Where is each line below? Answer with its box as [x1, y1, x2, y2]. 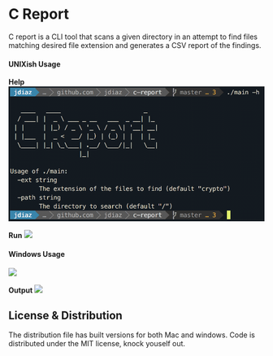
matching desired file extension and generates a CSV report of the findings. [8, 40, 262, 50]
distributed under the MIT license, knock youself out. [8, 339, 185, 349]
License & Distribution [8, 308, 123, 322]
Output [8, 285, 33, 295]
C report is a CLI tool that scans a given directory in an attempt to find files [8, 32, 258, 41]
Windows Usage [8, 249, 65, 258]
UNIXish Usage [8, 59, 61, 69]
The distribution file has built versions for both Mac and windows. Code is [8, 330, 256, 340]
